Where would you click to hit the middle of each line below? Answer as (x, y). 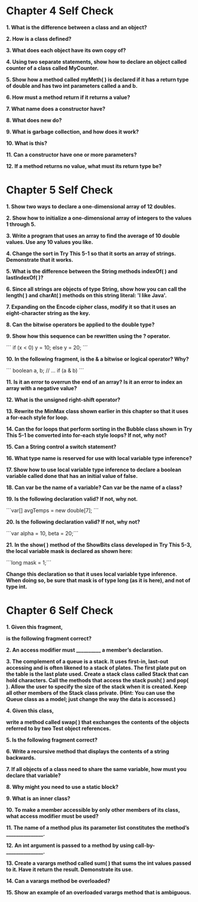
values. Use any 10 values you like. (50, 242)
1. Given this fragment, (35, 627)
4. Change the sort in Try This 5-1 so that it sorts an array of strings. (91, 253)
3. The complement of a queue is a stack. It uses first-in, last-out (87, 661)
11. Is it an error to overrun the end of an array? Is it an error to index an (94, 382)
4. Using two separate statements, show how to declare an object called (97, 62)
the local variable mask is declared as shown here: (69, 551)
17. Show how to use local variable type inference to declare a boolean (94, 470)
